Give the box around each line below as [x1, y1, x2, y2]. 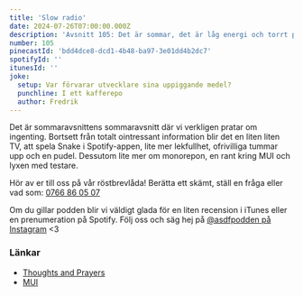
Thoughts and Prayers [22, 267, 106, 278]
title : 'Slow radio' [9, 13, 87, 23]
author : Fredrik [17, 97, 78, 106]
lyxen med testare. [9, 160, 78, 171]
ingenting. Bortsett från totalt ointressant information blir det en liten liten [9, 132, 280, 143]
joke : [9, 72, 30, 81]
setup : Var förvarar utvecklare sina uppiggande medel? [17, 80, 232, 89]
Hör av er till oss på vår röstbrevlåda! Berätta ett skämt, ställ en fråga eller [9, 178, 284, 189]
